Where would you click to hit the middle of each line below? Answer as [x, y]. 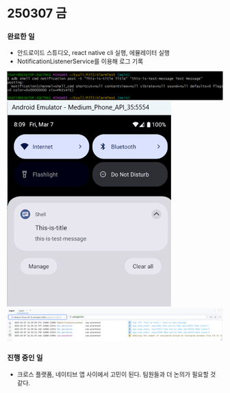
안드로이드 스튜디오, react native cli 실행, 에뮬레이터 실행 [93, 53]
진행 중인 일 [25, 358]
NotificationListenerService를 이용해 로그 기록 [80, 61]
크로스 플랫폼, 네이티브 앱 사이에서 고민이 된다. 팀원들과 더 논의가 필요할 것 [116, 374]
